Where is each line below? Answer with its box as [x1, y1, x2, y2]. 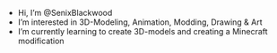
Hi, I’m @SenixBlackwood [17, 8, 113, 18]
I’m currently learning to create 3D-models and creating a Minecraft [17, 26, 268, 36]
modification [17, 35, 65, 46]
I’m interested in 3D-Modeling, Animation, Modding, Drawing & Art [17, 17, 263, 27]
